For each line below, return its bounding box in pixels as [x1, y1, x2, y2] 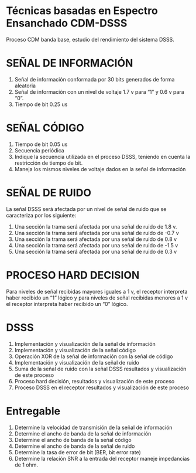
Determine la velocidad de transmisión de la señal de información [14, 424, 173, 431]
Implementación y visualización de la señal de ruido [14, 359, 139, 366]
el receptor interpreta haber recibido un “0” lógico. [6, 300, 128, 307]
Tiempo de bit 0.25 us [14, 101, 68, 108]
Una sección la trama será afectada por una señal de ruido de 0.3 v [14, 248, 177, 255]
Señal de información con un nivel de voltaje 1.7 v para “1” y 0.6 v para [14, 88, 184, 95]
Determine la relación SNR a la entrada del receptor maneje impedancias [14, 455, 190, 462]
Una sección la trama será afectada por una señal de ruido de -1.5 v [14, 241, 178, 249]
